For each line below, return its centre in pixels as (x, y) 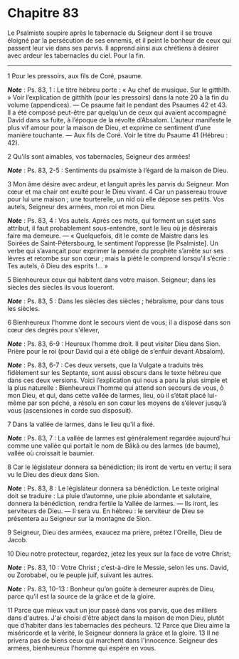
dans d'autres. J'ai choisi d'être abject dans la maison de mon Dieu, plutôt (116, 618)
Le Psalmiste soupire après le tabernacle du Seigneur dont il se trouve (110, 33)
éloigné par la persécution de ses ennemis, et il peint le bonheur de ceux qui (119, 40)
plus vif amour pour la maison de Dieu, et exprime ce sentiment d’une (109, 127)
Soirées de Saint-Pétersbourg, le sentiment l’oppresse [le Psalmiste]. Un (113, 243)
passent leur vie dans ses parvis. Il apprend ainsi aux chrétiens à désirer (113, 48)
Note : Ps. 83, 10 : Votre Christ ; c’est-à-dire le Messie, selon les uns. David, (118, 567)
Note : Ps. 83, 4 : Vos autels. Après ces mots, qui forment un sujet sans (112, 220)
